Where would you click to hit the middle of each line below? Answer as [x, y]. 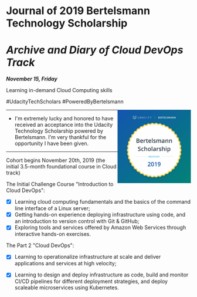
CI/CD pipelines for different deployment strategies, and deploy [91, 281]
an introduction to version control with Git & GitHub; [77, 221]
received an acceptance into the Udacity [64, 125]
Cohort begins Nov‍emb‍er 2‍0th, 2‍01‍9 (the [56, 160]
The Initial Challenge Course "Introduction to [60, 184]
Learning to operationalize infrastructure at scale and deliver [88, 257]
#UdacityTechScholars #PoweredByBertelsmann [65, 102]
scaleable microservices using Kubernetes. [67, 288]
